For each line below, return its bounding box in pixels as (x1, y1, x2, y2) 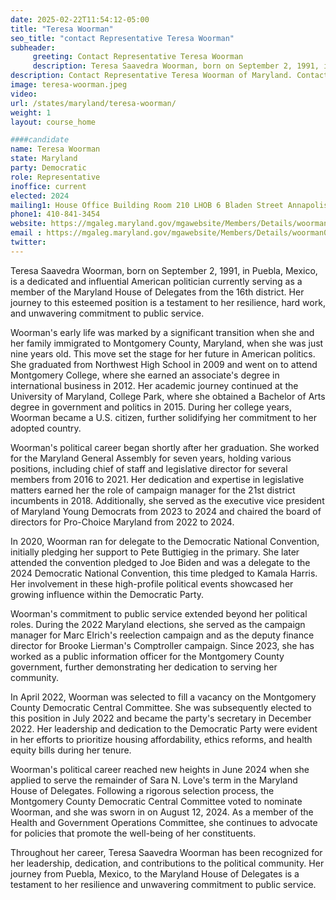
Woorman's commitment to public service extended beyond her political (10, 607, 308, 620)
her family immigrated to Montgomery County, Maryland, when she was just (10, 337, 324, 349)
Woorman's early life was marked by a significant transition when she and (10, 326, 315, 338)
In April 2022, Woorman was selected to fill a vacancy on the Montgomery (10, 691, 317, 703)
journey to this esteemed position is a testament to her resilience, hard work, (10, 296, 326, 308)
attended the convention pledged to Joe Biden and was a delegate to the (10, 556, 311, 568)
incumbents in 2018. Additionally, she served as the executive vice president (10, 494, 325, 506)
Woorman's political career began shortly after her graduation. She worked (10, 441, 320, 453)
